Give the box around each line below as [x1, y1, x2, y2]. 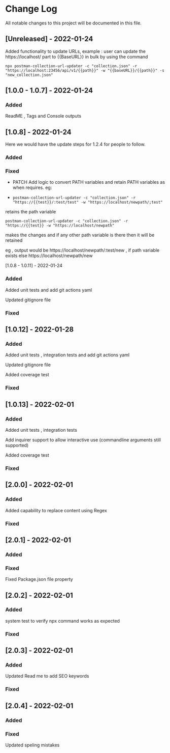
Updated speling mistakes [5, 742, 60, 748]
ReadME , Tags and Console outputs [5, 113, 82, 119]
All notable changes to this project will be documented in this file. [5, 20, 142, 26]
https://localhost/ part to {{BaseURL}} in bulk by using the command [5, 53, 148, 60]
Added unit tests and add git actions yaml [5, 287, 92, 293]
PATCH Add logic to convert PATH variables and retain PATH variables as [12, 179, 165, 185]
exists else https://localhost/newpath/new [5, 253, 93, 259]
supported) [5, 442, 29, 448]
